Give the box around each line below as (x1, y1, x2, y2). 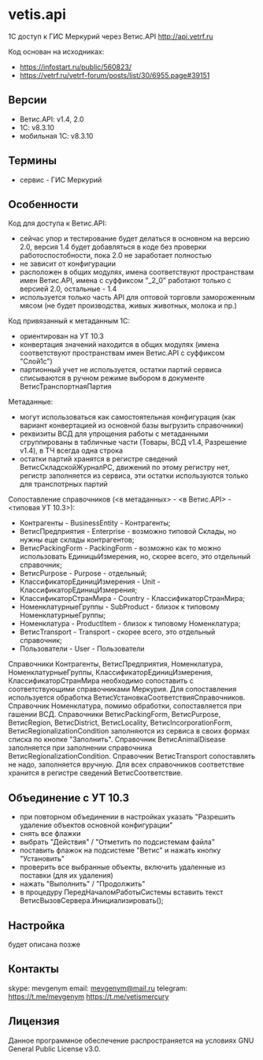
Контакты (8, 962, 59, 976)
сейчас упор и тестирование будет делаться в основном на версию (19, 234, 250, 244)
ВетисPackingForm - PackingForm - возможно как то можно (19, 543, 222, 553)
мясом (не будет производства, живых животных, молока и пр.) (19, 301, 238, 311)
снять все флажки (19, 829, 81, 838)
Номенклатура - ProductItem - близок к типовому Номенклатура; (19, 619, 241, 629)
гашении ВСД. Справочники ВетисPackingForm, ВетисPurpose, (8, 710, 221, 719)
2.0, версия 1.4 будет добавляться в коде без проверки (19, 242, 207, 252)
